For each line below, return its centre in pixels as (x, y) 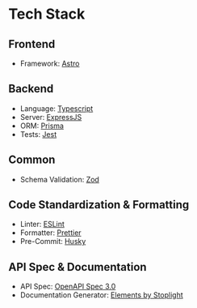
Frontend (32, 44)
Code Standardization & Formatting (99, 205)
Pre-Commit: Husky (53, 242)
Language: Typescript (57, 108)
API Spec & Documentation (78, 267)
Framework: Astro (50, 63)
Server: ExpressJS (51, 117)
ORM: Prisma (42, 126)
